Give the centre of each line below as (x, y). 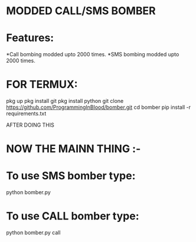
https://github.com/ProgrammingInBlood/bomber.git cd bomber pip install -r (98, 107)
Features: (30, 38)
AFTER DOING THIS (30, 125)
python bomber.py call (33, 233)
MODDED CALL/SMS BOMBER (81, 11)
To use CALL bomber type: (73, 216)
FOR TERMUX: (42, 85)
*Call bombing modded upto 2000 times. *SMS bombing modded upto (93, 54)
